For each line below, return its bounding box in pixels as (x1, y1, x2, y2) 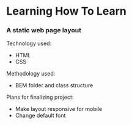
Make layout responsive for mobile (15, 105, 103, 113)
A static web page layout (6, 26, 81, 35)
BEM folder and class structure (15, 82, 94, 89)
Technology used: (6, 40, 52, 47)
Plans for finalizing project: (6, 93, 74, 101)
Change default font (15, 112, 66, 120)
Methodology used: (6, 70, 56, 77)
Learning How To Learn (6, 4, 127, 18)
